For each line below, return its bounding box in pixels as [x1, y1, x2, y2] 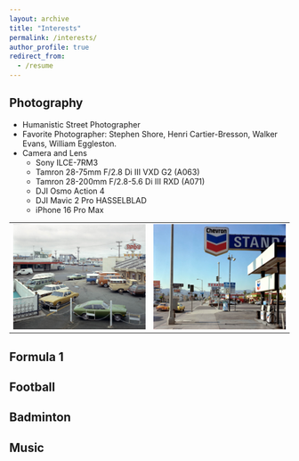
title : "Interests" [9, 23, 82, 33]
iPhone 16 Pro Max [35, 204, 104, 215]
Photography [9, 95, 84, 111]
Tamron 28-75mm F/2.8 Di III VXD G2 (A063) [35, 166, 200, 177]
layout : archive [9, 14, 69, 23]
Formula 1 [9, 349, 64, 365]
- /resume [17, 62, 53, 70]
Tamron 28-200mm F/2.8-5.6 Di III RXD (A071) [35, 176, 206, 186]
